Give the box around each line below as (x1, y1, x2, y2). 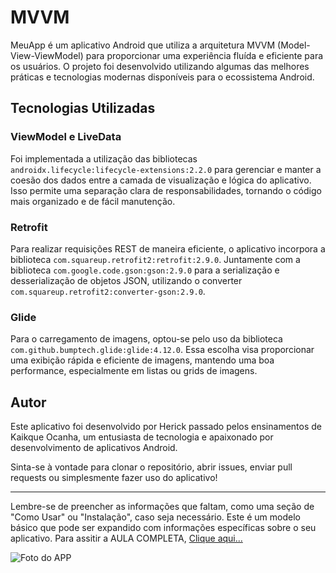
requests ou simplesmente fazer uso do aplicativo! (10, 472, 218, 484)
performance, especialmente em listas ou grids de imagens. (10, 365, 258, 377)
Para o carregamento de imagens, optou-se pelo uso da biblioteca (10, 333, 283, 345)
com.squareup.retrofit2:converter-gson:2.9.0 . (10, 285, 206, 297)
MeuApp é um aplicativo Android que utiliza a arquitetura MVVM (10, 39, 276, 51)
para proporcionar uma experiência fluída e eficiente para (85, 49, 324, 61)
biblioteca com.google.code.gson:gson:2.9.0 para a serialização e (10, 264, 280, 276)
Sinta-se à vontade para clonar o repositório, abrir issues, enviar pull (10, 461, 293, 473)
